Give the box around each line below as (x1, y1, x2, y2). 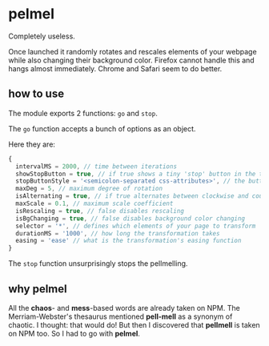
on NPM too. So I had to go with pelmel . (8, 328, 140, 338)
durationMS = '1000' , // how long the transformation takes (15, 229, 220, 237)
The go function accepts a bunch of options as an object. (8, 123, 196, 133)
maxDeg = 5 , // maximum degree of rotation (15, 185, 163, 193)
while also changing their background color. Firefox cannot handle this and (8, 55, 255, 65)
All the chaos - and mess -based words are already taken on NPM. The (8, 303, 240, 312)
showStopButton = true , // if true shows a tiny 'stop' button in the (15, 170, 256, 178)
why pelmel (8, 282, 67, 296)
